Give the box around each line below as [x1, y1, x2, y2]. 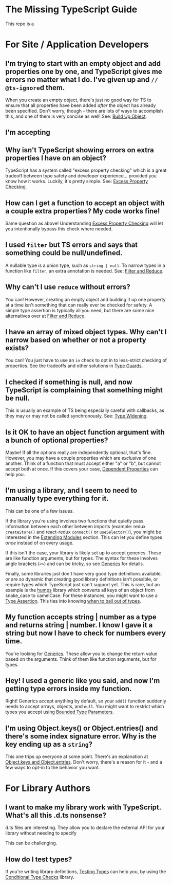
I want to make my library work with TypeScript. [5, 803, 162, 811]
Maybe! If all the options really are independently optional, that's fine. [5, 449, 152, 456]
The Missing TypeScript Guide [5, 4, 138, 15]
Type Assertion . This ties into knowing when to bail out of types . [5, 598, 141, 604]
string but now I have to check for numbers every [5, 629, 166, 638]
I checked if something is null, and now [5, 377, 132, 386]
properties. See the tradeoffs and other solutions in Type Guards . [5, 363, 143, 369]
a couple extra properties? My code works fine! [5, 207, 160, 215]
